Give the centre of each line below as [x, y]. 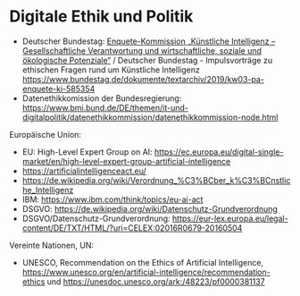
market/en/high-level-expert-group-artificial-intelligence [126, 161]
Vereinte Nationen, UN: [51, 245]
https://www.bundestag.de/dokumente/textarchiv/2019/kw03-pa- [143, 79]
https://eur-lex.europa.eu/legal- [230, 218]
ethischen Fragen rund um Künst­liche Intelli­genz [111, 70]
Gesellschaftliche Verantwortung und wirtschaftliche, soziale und [142, 50]
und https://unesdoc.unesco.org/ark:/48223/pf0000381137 [156, 281]
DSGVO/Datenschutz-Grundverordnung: [96, 218]
